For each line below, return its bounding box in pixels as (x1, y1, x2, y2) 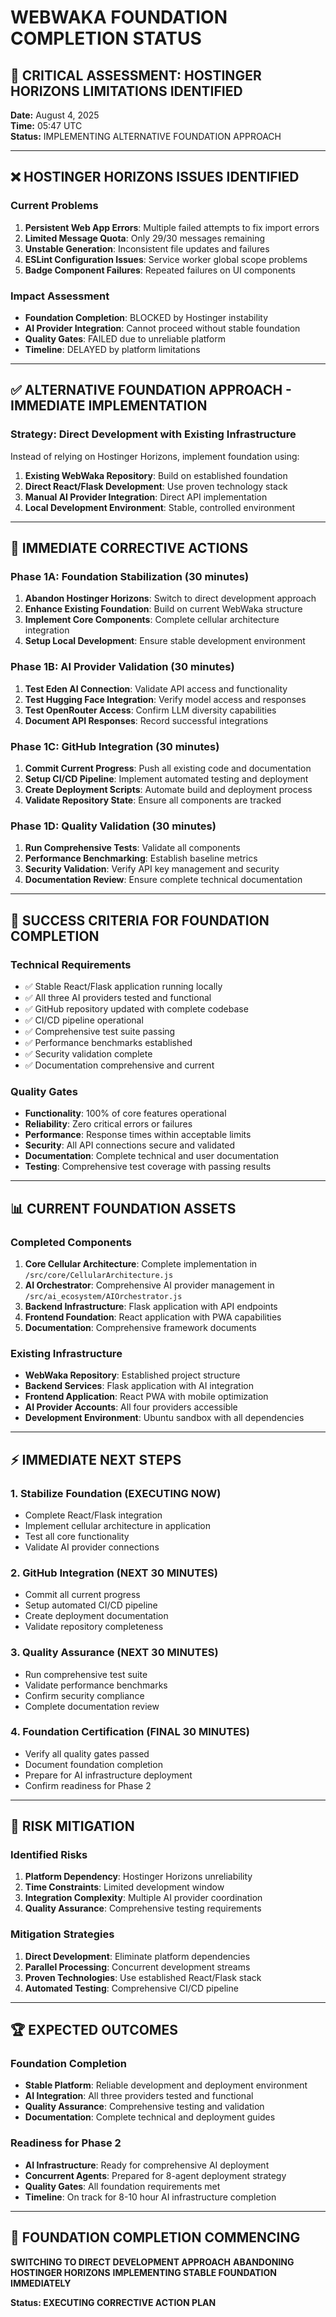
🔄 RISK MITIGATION (10, 1818, 135, 1835)
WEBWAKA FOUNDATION (10, 6, 228, 29)
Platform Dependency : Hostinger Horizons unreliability (24, 1871, 253, 1883)
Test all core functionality (24, 1530, 130, 1542)
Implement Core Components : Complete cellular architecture (24, 614, 280, 626)
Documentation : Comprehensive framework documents (24, 1321, 257, 1333)
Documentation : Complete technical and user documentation (24, 1150, 279, 1162)
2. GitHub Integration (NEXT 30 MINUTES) (10, 1566, 218, 1580)
